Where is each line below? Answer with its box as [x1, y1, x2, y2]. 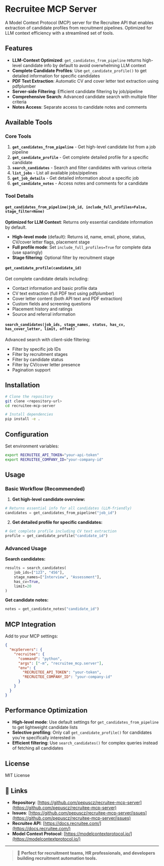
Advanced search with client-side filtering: [5, 336, 91, 342]
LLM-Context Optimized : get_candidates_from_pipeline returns [12, 57, 142, 63]
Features [5, 44, 33, 52]
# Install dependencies [5, 412, 54, 417]
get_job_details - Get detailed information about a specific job [12, 175, 139, 181]
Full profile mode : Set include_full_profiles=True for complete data [12, 244, 151, 250]
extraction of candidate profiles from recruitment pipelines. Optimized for [5, 24, 152, 30]
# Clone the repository [5, 394, 54, 399]
